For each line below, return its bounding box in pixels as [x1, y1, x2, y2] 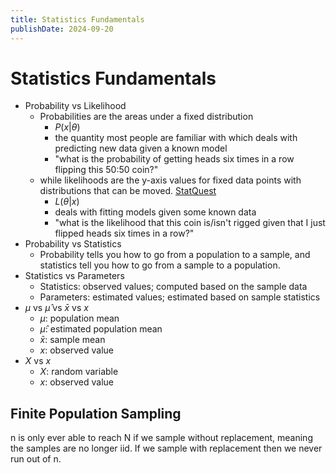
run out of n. [10, 453, 62, 465]
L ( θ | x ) [54, 196, 80, 208]
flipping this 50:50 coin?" [54, 164, 159, 176]
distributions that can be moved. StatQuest [39, 185, 217, 197]
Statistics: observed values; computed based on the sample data [39, 281, 308, 293]
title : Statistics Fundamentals [10, 14, 145, 25]
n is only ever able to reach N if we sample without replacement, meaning [10, 432, 313, 444]
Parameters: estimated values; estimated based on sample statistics [39, 291, 321, 303]
